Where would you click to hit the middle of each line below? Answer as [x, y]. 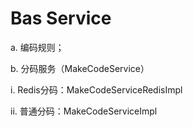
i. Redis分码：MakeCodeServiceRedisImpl [96, 89]
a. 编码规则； [37, 47]
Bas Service [61, 18]
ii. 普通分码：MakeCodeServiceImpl [84, 111]
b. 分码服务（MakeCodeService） [80, 68]
